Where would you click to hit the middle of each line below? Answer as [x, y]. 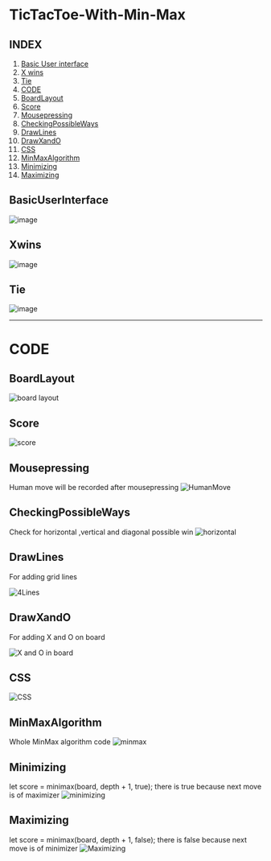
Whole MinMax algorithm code [60, 742]
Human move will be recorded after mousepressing [94, 488]
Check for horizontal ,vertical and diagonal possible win [101, 532]
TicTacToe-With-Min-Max [97, 15]
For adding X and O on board [57, 636]
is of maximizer [35, 795]
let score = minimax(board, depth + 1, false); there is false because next [128, 839]
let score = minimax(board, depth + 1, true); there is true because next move [135, 786]
